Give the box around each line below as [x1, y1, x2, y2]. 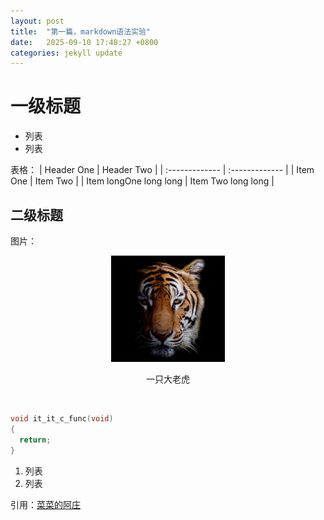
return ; [19, 435, 52, 445]
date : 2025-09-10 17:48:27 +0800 [10, 37, 159, 47]
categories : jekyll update [10, 48, 123, 58]
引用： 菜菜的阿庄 [10, 498, 81, 510]
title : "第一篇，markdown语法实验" [10, 26, 152, 37]
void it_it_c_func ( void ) [10, 414, 114, 424]
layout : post [10, 16, 65, 26]
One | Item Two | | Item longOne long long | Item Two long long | [10, 175, 275, 187]
